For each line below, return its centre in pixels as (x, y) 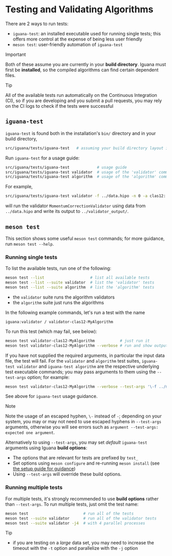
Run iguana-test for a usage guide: (42, 158)
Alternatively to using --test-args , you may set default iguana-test (76, 443)
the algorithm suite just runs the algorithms (58, 302)
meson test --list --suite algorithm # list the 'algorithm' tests (80, 287)
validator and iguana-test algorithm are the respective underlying (88, 366)
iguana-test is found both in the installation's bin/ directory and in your (81, 133)
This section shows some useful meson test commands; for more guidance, (85, 238)
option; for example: (49, 377)
